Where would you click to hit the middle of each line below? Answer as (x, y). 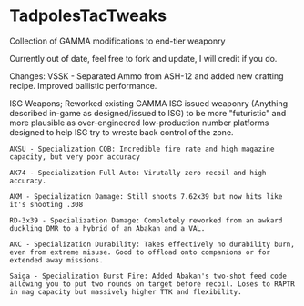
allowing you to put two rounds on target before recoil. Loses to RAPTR (152, 284)
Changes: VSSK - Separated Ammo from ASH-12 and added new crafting (147, 76)
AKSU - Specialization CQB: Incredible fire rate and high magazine (142, 149)
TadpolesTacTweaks (88, 16)
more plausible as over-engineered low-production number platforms (139, 123)
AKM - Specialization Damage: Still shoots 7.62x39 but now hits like (146, 196)
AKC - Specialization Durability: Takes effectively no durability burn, (152, 244)
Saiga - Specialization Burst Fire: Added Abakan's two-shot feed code (148, 276)
